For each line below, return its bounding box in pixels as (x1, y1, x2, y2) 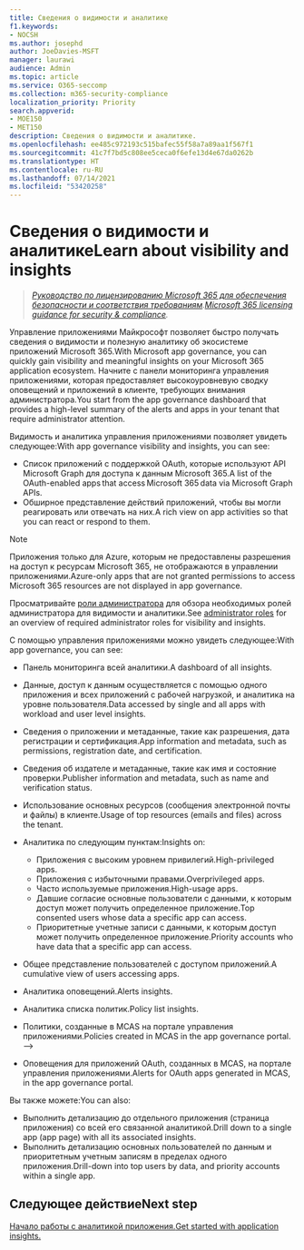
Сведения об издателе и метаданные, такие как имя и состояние (22, 763, 277, 774)
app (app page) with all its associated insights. (22, 1132, 197, 1143)
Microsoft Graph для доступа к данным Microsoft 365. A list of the (22, 468, 272, 479)
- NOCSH (9, 30, 39, 39)
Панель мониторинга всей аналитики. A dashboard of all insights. (22, 662, 272, 673)
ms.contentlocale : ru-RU (9, 165, 103, 174)
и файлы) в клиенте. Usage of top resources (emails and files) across (22, 810, 282, 821)
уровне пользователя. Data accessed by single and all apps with (22, 699, 266, 710)
